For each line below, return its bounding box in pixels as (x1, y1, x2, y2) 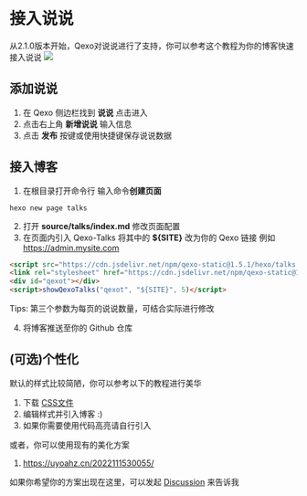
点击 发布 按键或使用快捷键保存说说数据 (22, 130, 172, 141)
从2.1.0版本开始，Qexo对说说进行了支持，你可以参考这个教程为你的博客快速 (9, 40, 294, 51)
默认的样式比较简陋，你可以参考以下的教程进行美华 (9, 377, 202, 388)
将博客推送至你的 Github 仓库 (22, 322, 133, 333)
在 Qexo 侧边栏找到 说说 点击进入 (22, 107, 148, 118)
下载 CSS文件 (22, 396, 74, 407)
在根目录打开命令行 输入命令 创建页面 (22, 185, 162, 196)
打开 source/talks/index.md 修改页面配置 (22, 220, 181, 231)
